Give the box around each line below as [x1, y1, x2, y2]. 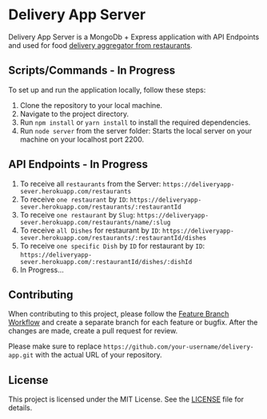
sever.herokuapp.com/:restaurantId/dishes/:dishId [19, 257, 193, 265]
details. [8, 403, 33, 413]
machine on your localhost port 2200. [19, 134, 145, 144]
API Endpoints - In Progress [8, 158, 148, 171]
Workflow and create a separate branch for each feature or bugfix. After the [8, 317, 258, 327]
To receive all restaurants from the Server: [19, 178, 161, 189]
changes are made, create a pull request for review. [8, 326, 178, 336]
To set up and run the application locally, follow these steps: [8, 85, 206, 94]
